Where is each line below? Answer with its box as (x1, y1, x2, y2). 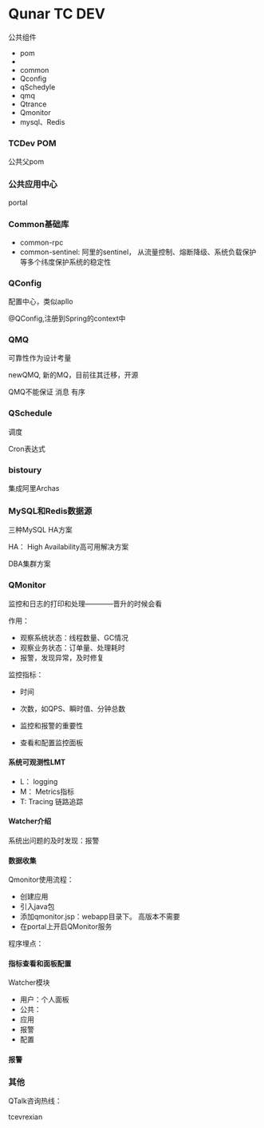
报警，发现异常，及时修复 (19, 652, 104, 662)
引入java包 (19, 902, 55, 911)
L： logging (19, 776, 58, 786)
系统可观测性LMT (8, 757, 66, 767)
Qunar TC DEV (8, 5, 106, 23)
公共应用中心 (8, 179, 58, 190)
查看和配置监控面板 (19, 737, 84, 747)
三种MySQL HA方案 (8, 525, 73, 535)
